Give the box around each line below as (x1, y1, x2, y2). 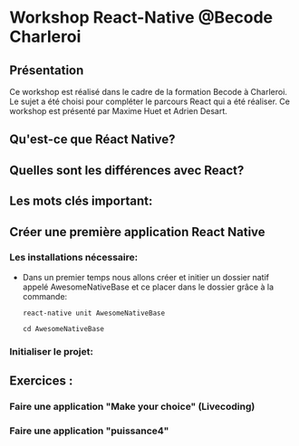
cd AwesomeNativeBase (22, 324, 104, 333)
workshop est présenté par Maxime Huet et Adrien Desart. (9, 106, 228, 116)
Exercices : (9, 374, 73, 389)
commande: (22, 290, 68, 301)
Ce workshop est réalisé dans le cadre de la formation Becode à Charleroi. (9, 87, 288, 97)
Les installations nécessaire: (9, 251, 139, 264)
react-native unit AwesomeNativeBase (22, 308, 166, 318)
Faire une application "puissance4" (9, 424, 169, 437)
